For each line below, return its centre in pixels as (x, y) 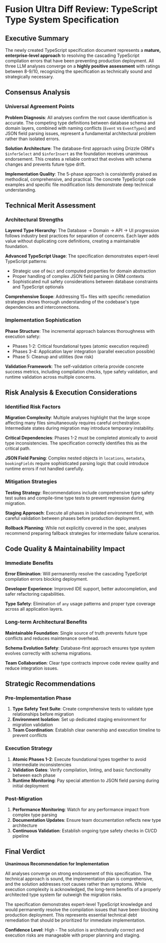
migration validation (33, 725)
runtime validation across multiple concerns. (50, 377)
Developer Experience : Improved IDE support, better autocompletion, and (81, 589)
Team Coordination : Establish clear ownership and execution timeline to (86, 730)
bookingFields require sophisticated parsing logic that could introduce (77, 464)
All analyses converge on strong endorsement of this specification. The (78, 873)
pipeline (20, 836)
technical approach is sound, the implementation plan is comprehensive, (80, 879)
